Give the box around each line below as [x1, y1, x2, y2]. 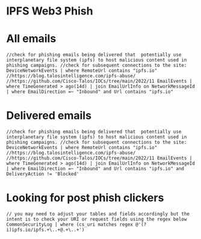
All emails [6, 32, 57, 46]
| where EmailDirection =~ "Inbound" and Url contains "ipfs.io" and [6, 166, 185, 172]
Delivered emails [6, 109, 92, 123]
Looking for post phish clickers [6, 191, 164, 205]
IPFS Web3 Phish [6, 4, 93, 18]
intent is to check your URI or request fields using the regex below [6, 216, 187, 222]
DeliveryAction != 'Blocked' [6, 171, 79, 177]
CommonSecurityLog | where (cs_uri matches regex [6, 221, 134, 228]
